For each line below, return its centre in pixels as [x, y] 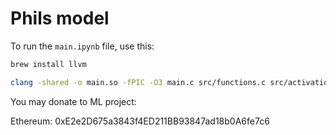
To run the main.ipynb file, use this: [82, 46]
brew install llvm [48, 64]
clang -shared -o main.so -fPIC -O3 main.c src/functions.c [138, 82]
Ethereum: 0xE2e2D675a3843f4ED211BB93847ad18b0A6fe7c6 [140, 121]
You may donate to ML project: [73, 101]
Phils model [60, 18]
